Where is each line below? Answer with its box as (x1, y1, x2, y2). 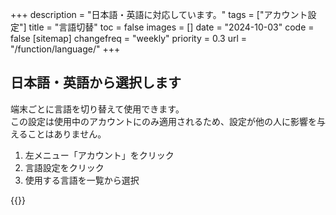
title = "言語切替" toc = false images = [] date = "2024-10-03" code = (28, 21, 315, 33)
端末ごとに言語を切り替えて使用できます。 (10, 103, 185, 115)
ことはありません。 (27, 128, 107, 140)
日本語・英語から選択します (10, 74, 182, 92)
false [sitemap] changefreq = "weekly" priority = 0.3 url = (10, 33, 248, 44)
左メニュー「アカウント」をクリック (24, 149, 175, 161)
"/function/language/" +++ (10, 43, 121, 55)
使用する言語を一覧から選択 (24, 174, 140, 186)
